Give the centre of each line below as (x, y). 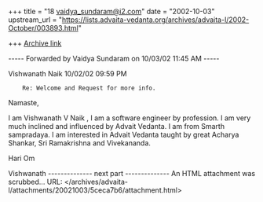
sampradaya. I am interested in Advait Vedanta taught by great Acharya (124, 134)
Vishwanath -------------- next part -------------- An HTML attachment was (132, 173)
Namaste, (24, 103)
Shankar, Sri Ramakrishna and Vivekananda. (80, 143)
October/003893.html (43, 28)
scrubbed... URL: (35, 182)
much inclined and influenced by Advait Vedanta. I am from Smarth (117, 126)
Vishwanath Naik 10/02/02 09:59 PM (68, 73)
